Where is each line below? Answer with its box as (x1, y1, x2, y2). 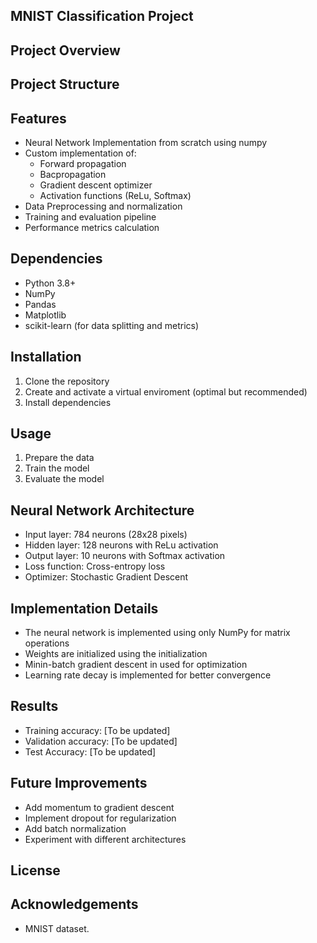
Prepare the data (24, 452, 95, 464)
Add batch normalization (24, 822, 127, 834)
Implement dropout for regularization (24, 812, 177, 824)
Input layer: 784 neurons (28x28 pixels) (24, 529, 188, 541)
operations (24, 637, 70, 649)
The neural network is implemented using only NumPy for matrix (24, 627, 291, 639)
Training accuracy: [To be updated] (24, 724, 171, 736)
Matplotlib (24, 309, 67, 321)
